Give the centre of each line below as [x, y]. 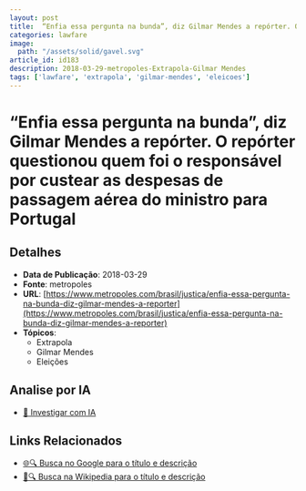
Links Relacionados [66, 440]
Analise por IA [50, 390]
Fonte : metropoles [57, 284]
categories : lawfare [49, 35]
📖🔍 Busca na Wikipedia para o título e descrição [114, 477]
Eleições [52, 362]
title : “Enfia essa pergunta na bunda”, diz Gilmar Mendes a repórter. [150, 26]
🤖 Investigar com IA [59, 412]
